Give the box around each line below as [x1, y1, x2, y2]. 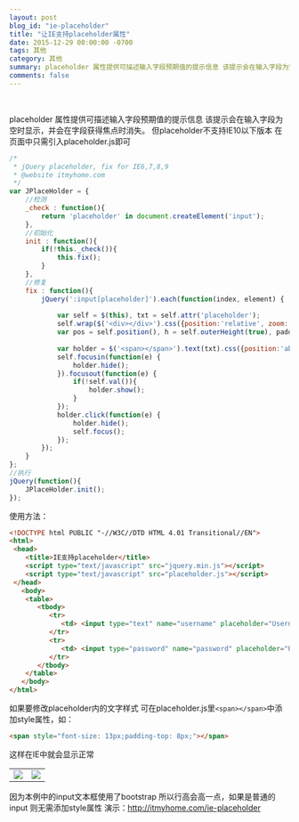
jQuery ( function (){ [9, 476, 82, 485]
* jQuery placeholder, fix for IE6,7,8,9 [12, 162, 169, 171]
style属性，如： [16, 714, 74, 724]
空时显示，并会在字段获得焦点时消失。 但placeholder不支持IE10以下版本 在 [9, 125, 283, 135]
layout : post [9, 12, 58, 22]
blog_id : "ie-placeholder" [9, 21, 109, 30]
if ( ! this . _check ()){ [41, 245, 117, 254]
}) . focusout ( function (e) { [56, 369, 158, 378]
